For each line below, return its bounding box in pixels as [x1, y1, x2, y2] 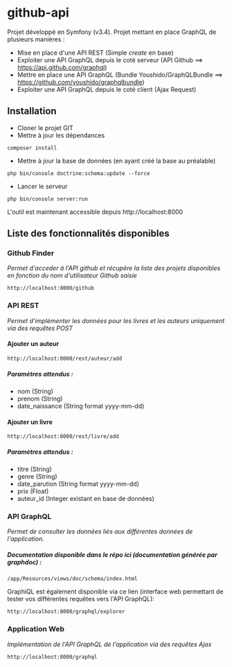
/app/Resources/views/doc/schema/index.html [7, 576, 138, 583]
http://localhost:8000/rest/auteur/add [7, 355, 123, 362]
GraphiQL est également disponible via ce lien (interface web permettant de [7, 587, 224, 596]
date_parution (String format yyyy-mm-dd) [17, 479, 140, 488]
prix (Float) [17, 487, 49, 495]
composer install [7, 144, 57, 152]
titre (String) [17, 465, 52, 473]
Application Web [7, 624, 64, 634]
